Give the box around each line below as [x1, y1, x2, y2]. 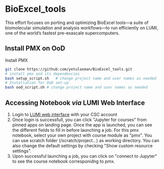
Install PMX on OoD [5, 44, 65, 52]
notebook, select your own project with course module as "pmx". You [12, 132, 152, 138]
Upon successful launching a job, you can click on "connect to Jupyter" [12, 153, 158, 159]
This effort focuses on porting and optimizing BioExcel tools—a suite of [5, 20, 149, 25]
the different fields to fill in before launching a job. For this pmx [12, 127, 139, 133]
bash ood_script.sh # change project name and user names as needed [5, 85, 148, 90]
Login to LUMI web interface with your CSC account [12, 111, 117, 117]
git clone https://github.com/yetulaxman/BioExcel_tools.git [5, 67, 133, 72]
